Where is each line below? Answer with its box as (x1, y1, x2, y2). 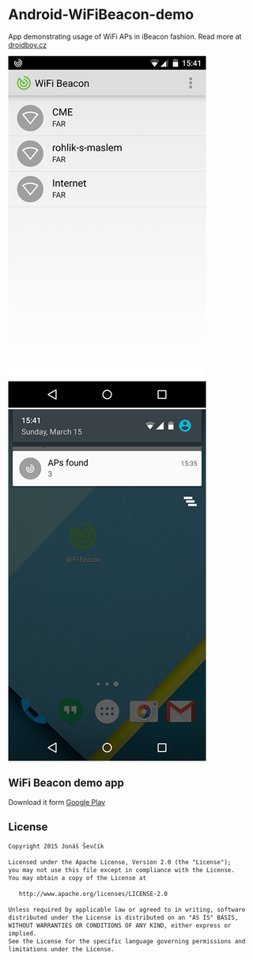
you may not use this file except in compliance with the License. (8, 866, 236, 874)
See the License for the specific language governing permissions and (8, 937, 246, 945)
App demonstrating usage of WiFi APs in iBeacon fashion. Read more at (8, 32, 242, 41)
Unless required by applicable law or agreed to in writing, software (8, 905, 246, 913)
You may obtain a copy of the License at (8, 874, 147, 882)
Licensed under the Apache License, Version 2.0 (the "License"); (8, 858, 232, 866)
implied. (8, 929, 37, 937)
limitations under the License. (8, 945, 115, 953)
